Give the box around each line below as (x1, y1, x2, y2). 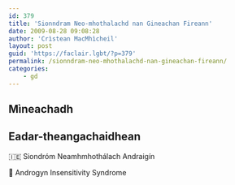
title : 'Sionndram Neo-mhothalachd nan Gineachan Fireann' (8, 19, 213, 28)
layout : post (8, 42, 53, 50)
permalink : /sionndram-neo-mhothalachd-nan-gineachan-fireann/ (8, 58, 228, 66)
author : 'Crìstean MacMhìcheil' (8, 34, 118, 43)
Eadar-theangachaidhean (8, 130, 141, 144)
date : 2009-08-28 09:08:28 (8, 27, 100, 35)
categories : (8, 65, 49, 73)
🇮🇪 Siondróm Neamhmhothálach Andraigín (8, 151, 155, 161)
